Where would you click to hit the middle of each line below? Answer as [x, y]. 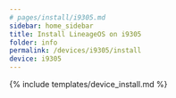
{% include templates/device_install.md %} [88, 84]
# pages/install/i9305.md [57, 17]
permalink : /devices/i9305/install [75, 51]
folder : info [34, 42]
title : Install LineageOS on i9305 [75, 34]
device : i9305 [36, 59]
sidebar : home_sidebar [51, 26]
